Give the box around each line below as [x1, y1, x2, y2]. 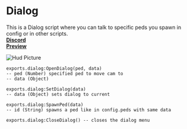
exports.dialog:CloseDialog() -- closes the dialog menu [6, 117, 150, 123]
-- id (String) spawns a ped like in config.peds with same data [6, 107, 171, 113]
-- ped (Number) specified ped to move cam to [6, 70, 123, 76]
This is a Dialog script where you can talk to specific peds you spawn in [6, 24, 182, 31]
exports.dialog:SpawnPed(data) [6, 102, 84, 108]
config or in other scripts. [6, 30, 68, 37]
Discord [6, 36, 26, 43]
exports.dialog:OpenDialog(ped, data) [6, 65, 102, 72]
